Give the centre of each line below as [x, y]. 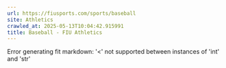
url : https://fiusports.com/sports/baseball [72, 13]
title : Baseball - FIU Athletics [55, 32]
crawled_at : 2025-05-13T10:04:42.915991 [66, 26]
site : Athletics [30, 20]
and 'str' [19, 59]
